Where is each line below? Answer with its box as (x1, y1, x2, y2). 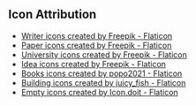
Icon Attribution (8, 7, 97, 22)
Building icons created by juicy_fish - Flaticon (20, 77, 186, 87)
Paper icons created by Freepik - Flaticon (20, 40, 172, 50)
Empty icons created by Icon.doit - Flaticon (20, 87, 178, 97)
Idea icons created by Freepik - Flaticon (20, 58, 167, 69)
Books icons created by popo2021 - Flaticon (20, 68, 183, 79)
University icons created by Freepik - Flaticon (20, 49, 187, 60)
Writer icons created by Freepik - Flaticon (20, 30, 173, 41)
